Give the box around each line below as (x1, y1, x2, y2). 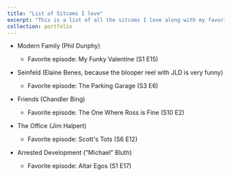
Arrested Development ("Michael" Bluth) (17, 149, 133, 157)
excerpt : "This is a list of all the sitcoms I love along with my (7, 17, 206, 23)
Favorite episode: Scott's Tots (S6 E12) (27, 135, 138, 143)
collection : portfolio (7, 23, 72, 30)
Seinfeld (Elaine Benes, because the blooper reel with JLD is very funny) (17, 68, 224, 76)
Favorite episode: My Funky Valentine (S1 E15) (27, 55, 159, 63)
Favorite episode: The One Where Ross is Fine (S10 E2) (27, 108, 185, 117)
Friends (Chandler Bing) (17, 95, 86, 103)
